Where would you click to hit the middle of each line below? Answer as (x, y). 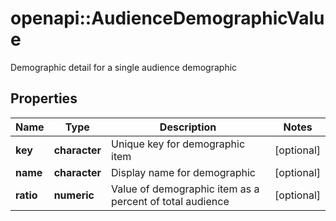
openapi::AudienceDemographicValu (167, 18)
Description (188, 127)
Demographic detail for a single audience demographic (124, 67)
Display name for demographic (183, 172)
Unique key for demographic (178, 144)
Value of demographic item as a (185, 189)
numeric (74, 195)
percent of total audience (170, 201)
